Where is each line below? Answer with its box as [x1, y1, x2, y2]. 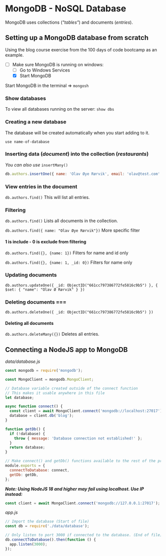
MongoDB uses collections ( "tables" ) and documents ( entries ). [5, 19, 133, 25]
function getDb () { [5, 427, 45, 432]
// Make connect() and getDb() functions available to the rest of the [5, 459, 156, 464]
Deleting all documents [5, 320, 54, 326]
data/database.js [5, 358, 41, 364]
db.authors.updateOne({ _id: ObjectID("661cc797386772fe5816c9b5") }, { [5, 282, 158, 288]
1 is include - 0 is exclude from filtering [5, 238, 86, 244]
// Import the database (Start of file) [5, 519, 90, 524]
